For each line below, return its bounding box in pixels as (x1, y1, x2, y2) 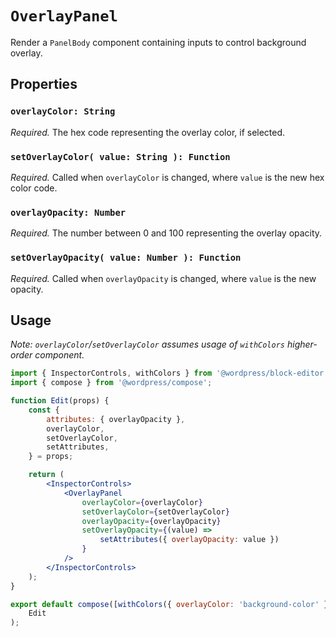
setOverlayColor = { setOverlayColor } (81, 507, 230, 517)
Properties (10, 76, 78, 93)
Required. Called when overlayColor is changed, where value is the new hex (10, 171, 325, 183)
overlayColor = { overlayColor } (81, 497, 203, 507)
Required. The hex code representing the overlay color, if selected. (10, 126, 286, 138)
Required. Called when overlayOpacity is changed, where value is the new (10, 272, 317, 284)
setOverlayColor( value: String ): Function (10, 151, 231, 162)
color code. (10, 182, 58, 194)
